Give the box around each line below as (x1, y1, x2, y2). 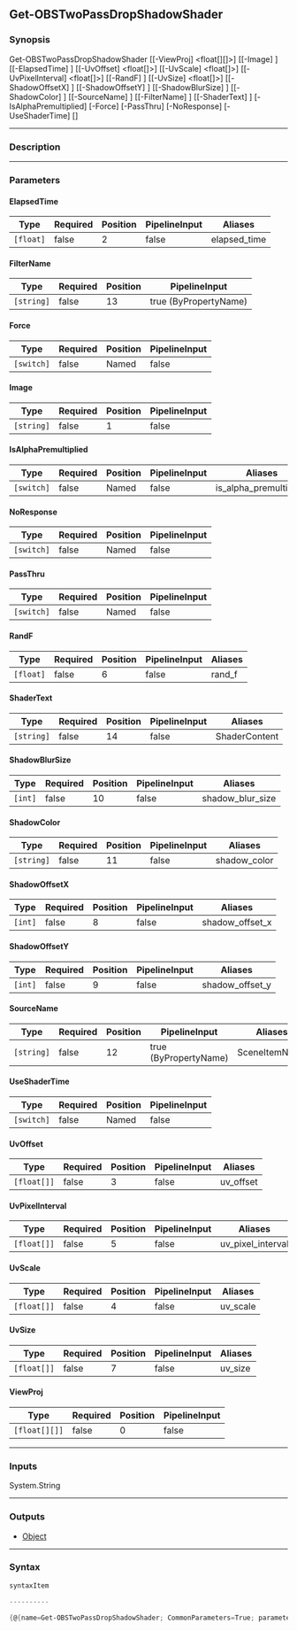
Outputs (9, 1511, 46, 1523)
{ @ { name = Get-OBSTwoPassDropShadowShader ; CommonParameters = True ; (9, 1613, 255, 1622)
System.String (9, 1480, 61, 1491)
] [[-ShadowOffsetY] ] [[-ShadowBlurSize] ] (71, 81, 230, 92)
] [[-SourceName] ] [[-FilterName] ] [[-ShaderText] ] (63, 91, 253, 102)
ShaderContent (215, 730, 279, 742)
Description (9, 141, 61, 153)
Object (21, 1531, 47, 1542)
